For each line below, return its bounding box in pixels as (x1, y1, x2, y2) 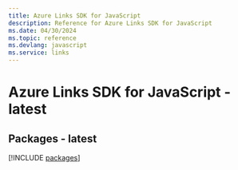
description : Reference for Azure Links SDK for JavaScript (8, 19, 213, 27)
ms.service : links (8, 49, 69, 57)
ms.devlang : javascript (8, 42, 88, 49)
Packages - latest (8, 132, 97, 145)
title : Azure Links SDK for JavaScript (8, 11, 141, 20)
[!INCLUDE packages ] (8, 153, 81, 162)
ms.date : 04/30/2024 (8, 26, 77, 34)
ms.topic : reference (8, 34, 77, 42)
